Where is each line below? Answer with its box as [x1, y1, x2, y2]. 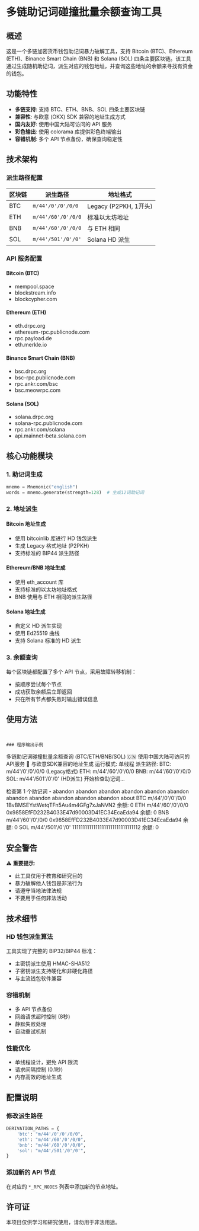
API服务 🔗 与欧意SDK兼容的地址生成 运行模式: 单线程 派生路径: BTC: [6, 760, 171, 768]
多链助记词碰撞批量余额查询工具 [6, 5, 162, 19]
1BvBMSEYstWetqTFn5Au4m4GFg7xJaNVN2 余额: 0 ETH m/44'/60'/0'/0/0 [6, 801, 188, 809]
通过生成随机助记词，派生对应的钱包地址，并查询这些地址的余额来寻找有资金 [6, 63, 193, 69]
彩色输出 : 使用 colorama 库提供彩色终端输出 [14, 128, 122, 135]
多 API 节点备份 [14, 1006, 53, 1013]
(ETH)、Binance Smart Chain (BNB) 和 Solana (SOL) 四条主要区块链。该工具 [6, 55, 191, 62]
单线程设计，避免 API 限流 [14, 1059, 79, 1066]
